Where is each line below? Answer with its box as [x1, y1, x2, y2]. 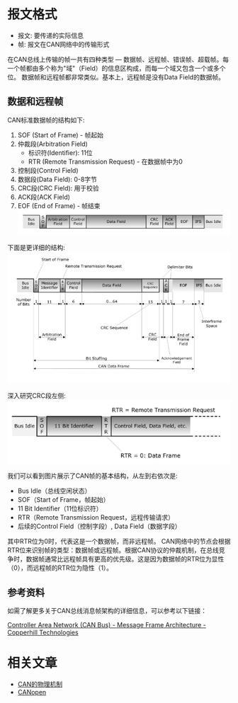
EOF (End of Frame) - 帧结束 [17, 201, 101, 210]
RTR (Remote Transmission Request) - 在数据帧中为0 [28, 157, 183, 166]
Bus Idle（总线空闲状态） [17, 486, 91, 496]
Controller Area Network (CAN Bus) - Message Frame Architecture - [7, 621, 207, 629]
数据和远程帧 [7, 96, 64, 108]
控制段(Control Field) [17, 166, 79, 174]
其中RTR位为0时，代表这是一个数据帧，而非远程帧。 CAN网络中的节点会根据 [7, 537, 231, 546]
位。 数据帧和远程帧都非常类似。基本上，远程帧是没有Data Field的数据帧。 [7, 72, 225, 81]
